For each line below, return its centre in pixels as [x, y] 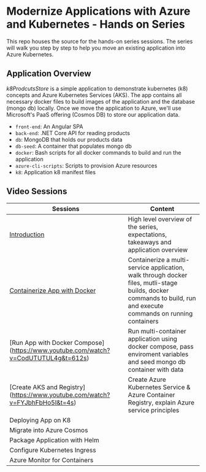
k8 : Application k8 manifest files [55, 172]
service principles [154, 410]
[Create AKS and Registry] [48, 387]
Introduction [27, 234]
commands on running [160, 313]
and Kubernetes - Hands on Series [96, 24]
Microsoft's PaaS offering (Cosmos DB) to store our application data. [93, 114]
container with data [156, 369]
